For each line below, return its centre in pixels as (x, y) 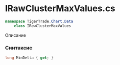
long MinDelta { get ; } (29, 58)
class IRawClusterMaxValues (42, 26)
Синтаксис (19, 48)
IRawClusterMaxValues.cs (60, 8)
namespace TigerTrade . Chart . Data (39, 21)
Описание (15, 35)
